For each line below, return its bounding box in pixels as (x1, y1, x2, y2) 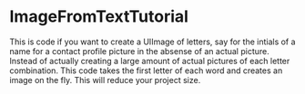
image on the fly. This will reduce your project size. (9, 74, 201, 85)
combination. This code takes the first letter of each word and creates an (9, 65, 283, 76)
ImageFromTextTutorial (9, 6, 189, 27)
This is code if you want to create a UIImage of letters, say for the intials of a (9, 36, 296, 47)
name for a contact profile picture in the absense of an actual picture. (9, 45, 270, 56)
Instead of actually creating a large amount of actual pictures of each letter (9, 55, 290, 66)
